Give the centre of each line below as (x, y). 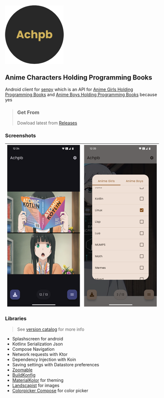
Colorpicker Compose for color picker (50, 390)
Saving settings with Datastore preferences (55, 364)
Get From (28, 112)
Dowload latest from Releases (47, 123)
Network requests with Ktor (40, 354)
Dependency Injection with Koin (44, 359)
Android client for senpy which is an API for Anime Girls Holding (69, 89)
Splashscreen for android (38, 338)
